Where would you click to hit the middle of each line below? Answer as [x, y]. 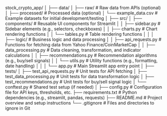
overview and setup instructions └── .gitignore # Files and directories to [80, 103]
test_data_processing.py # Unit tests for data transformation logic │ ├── [80, 76]
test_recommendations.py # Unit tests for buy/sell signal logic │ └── [76, 82]
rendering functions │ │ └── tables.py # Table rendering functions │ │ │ [80, 34]
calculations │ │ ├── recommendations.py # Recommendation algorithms [81, 55]
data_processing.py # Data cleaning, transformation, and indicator [73, 50]
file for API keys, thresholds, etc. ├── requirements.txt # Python [71, 92]
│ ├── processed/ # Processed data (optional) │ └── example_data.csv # [82, 13]
